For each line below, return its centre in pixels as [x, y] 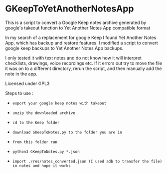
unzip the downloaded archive [44, 113]
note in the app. [21, 73]
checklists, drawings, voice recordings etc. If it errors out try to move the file [84, 63]
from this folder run [35, 142]
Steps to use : [19, 93]
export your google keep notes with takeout [59, 103]
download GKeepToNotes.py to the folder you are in [67, 132]
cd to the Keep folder [36, 122]
